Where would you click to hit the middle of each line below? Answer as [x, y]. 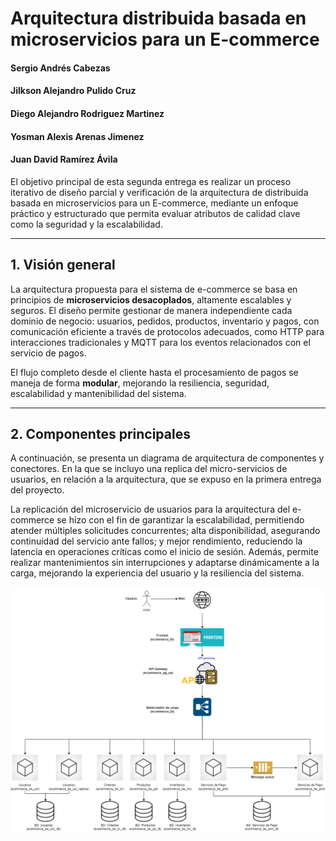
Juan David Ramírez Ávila [64, 159]
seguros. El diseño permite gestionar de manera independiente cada [151, 310]
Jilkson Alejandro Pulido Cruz [73, 91]
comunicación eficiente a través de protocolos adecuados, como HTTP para [167, 331]
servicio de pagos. [48, 353]
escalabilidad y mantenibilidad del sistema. [98, 393]
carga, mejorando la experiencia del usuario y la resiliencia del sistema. [157, 573]
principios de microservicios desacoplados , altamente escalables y [151, 299]
